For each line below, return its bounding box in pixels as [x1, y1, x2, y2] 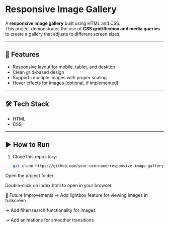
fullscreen [5, 198, 26, 204]
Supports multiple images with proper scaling [12, 74, 107, 80]
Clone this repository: [12, 154, 57, 160]
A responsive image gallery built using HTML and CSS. [5, 20, 121, 26]
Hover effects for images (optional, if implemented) [12, 80, 119, 86]
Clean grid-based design [12, 69, 64, 75]
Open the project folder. [5, 173, 55, 179]
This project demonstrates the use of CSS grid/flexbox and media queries [5, 25, 160, 31]
